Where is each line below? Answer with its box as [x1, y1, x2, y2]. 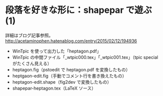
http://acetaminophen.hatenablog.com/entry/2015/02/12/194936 [5, 38, 138, 44]
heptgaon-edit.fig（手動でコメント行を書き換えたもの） [12, 73, 127, 79]
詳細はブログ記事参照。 [5, 32, 53, 38]
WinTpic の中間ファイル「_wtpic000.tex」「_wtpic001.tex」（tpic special [12, 54, 158, 60]
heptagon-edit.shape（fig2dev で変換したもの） [12, 79, 112, 85]
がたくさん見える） [12, 60, 52, 66]
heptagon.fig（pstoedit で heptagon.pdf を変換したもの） [12, 66, 131, 72]
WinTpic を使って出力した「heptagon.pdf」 [12, 48, 101, 54]
